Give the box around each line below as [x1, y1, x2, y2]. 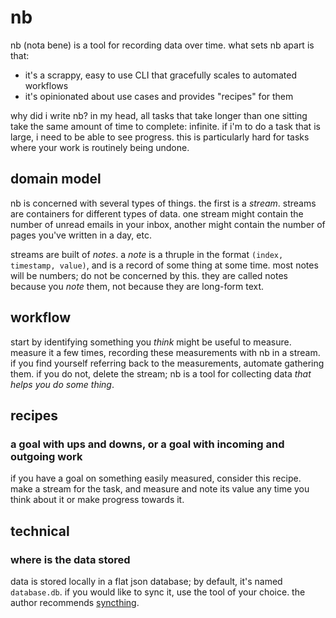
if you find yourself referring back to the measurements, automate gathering [10, 357, 325, 369]
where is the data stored [10, 552, 131, 566]
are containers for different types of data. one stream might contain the [10, 207, 304, 220]
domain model [10, 171, 102, 188]
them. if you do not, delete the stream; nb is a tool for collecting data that [10, 367, 312, 380]
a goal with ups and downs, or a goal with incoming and [10, 437, 285, 451]
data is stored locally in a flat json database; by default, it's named [10, 575, 283, 587]
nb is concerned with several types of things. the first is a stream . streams [10, 197, 317, 209]
